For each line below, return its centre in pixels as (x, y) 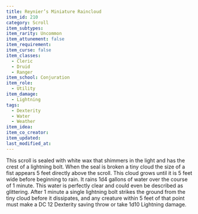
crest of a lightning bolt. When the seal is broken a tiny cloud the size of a (95, 167)
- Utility (23, 89)
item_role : (20, 83)
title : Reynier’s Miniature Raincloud (54, 12)
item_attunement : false (35, 39)
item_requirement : (29, 45)
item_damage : (22, 94)
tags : (13, 105)
